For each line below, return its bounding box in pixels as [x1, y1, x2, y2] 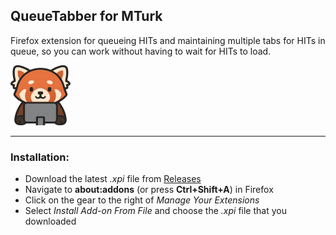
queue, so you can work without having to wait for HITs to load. [10, 45, 272, 57]
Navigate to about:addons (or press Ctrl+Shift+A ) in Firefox [24, 184, 274, 196]
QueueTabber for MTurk [10, 8, 163, 25]
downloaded [24, 215, 77, 228]
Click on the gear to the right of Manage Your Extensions [24, 194, 260, 206]
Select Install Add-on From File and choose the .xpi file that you [24, 205, 287, 217]
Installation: [10, 150, 70, 164]
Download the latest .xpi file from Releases [24, 173, 202, 185]
